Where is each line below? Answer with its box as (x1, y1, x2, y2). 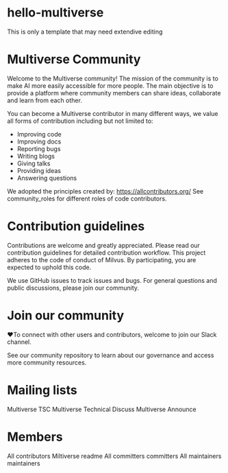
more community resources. (7, 358, 87, 367)
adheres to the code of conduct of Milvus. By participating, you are (7, 255, 197, 264)
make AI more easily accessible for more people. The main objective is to (7, 81, 214, 90)
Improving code (16, 130, 62, 138)
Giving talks (16, 159, 51, 168)
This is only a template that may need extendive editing (7, 27, 163, 36)
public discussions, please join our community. (7, 284, 139, 292)
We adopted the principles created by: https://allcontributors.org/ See (7, 187, 204, 195)
